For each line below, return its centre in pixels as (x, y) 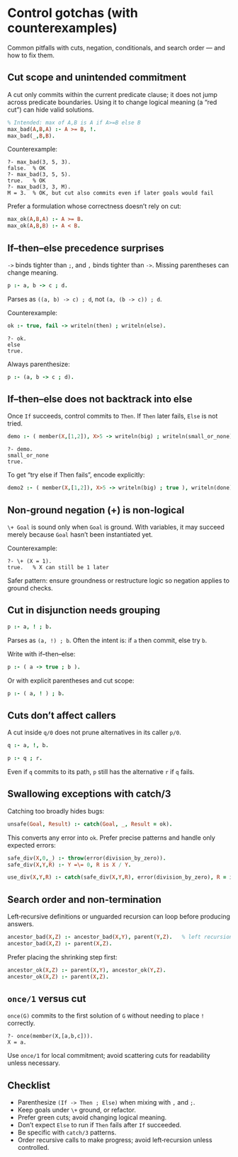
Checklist (29, 1085)
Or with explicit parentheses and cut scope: (71, 680)
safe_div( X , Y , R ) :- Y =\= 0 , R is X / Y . (69, 865)
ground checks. (30, 588)
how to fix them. (31, 55)
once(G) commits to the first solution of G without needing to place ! (106, 1016)
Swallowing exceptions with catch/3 (89, 794)
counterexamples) (63, 28)
